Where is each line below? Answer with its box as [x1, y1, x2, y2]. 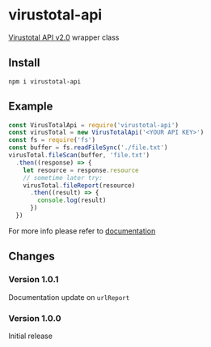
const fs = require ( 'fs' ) [8, 136, 95, 144]
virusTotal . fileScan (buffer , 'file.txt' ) [8, 152, 150, 160]
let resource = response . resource [23, 166, 139, 174]
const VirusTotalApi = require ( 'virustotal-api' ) [8, 121, 179, 129]
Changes [8, 250, 55, 263]
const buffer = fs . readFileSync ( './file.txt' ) [8, 144, 168, 152]
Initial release [8, 331, 53, 341]
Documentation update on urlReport [8, 292, 130, 302]
